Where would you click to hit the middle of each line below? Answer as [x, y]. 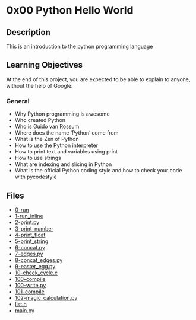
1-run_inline [29, 216]
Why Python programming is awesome [62, 114]
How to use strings [38, 158]
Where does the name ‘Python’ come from [67, 133]
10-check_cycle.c [36, 273]
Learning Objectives [45, 65]
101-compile [29, 292]
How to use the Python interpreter [56, 145]
